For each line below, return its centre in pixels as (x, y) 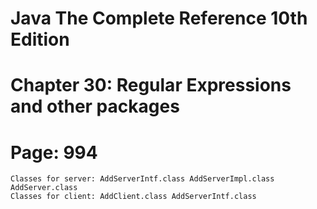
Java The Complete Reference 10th (159, 18)
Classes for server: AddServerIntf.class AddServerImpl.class (142, 179)
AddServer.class (44, 188)
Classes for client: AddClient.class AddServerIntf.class (133, 197)
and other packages (95, 106)
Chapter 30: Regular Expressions (151, 85)
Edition (40, 39)
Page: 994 (54, 152)
